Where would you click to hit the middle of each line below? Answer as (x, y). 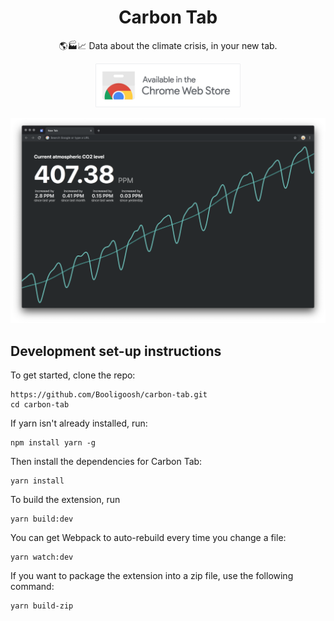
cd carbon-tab (40, 405)
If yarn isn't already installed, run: (79, 423)
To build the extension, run (65, 500)
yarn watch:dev (42, 557)
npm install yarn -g (53, 443)
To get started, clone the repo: (73, 375)
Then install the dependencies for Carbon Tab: (106, 462)
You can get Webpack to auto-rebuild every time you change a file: (148, 538)
